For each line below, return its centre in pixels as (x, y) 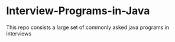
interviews (19, 33)
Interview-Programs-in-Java (78, 11)
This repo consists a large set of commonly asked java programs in (88, 27)
